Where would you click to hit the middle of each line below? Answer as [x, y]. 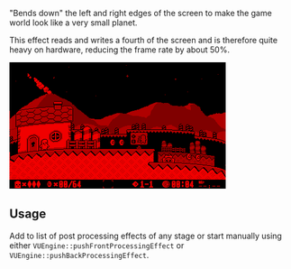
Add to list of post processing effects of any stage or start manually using [145, 236]
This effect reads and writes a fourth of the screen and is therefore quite [143, 40]
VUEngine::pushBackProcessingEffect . [79, 255]
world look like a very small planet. [73, 23]
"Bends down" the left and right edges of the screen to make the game [141, 13]
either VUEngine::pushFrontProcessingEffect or [97, 245]
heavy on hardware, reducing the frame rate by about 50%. [119, 50]
